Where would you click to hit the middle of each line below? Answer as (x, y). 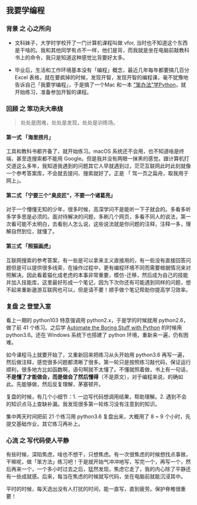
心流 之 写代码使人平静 (38, 440)
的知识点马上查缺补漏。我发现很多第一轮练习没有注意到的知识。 (83, 404)
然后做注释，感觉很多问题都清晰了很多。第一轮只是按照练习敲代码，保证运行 (98, 362)
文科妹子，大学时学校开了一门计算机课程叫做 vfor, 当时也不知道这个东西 (101, 42)
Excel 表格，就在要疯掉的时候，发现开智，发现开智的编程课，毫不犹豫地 (101, 77)
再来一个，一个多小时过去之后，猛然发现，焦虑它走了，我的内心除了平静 (98, 469)
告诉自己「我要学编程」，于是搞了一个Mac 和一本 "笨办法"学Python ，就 (100, 85)
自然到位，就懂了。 (34, 232)
